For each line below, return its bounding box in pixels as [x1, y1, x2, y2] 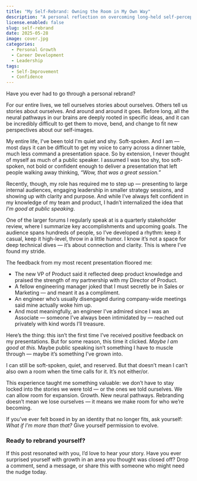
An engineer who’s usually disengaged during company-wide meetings [14, 296, 186, 303]
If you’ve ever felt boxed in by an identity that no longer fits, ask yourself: [6, 416, 183, 423]
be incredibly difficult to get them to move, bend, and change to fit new [6, 120, 178, 127]
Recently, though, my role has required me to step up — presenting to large [6, 180, 188, 188]
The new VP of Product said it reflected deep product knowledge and [14, 270, 183, 277]
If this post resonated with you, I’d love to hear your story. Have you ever [6, 450, 182, 457]
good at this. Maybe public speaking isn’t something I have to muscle [6, 344, 174, 351]
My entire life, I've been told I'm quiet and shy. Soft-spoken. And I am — [6, 138, 180, 145]
